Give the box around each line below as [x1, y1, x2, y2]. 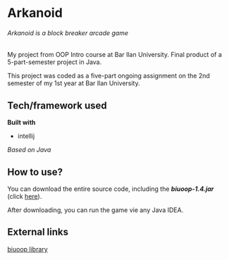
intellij [17, 132, 35, 140]
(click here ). [7, 192, 42, 201]
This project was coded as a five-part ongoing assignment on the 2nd [7, 72, 210, 80]
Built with [7, 118, 36, 127]
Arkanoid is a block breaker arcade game [7, 28, 129, 37]
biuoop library [7, 244, 48, 253]
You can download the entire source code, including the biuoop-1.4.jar [7, 185, 214, 193]
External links [7, 226, 69, 238]
